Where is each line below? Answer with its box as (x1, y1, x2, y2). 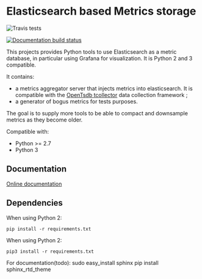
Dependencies (6, 198, 63, 208)
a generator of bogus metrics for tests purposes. (15, 98, 139, 105)
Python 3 (15, 146, 38, 153)
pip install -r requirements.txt (6, 226, 92, 232)
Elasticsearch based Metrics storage (6, 4, 197, 18)
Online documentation (6, 180, 62, 187)
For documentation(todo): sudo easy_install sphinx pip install (6, 259, 159, 266)
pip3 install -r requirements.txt (6, 248, 95, 255)
